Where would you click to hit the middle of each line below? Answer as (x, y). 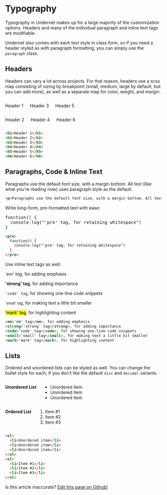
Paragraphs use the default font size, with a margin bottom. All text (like (78, 184)
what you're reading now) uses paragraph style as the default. (69, 189)
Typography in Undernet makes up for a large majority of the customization (82, 22)
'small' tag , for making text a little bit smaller (48, 303)
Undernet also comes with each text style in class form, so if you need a (79, 42)
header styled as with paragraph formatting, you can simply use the (75, 48)
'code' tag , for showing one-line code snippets (54, 293)
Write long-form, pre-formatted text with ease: (53, 208)
